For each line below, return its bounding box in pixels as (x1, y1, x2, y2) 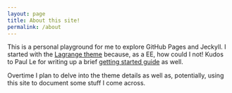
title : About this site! (7, 17, 80, 24)
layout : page (7, 10, 46, 18)
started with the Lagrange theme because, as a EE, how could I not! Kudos (7, 50, 224, 58)
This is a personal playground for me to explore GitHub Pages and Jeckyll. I (7, 43, 227, 51)
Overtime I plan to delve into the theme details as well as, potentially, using (7, 71, 224, 80)
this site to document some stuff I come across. (7, 79, 146, 87)
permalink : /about (7, 23, 61, 30)
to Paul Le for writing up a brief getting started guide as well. (7, 58, 183, 66)
